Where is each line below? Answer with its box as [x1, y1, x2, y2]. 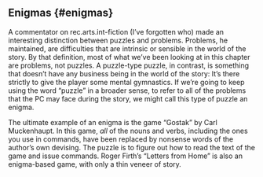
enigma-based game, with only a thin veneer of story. [8, 159, 182, 168]
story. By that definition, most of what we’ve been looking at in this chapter [8, 52, 250, 61]
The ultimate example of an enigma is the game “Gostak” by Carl [8, 117, 217, 127]
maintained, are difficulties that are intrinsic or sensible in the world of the [8, 43, 247, 53]
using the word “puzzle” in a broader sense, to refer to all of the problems [8, 86, 247, 95]
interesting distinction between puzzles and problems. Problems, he [8, 35, 228, 45]
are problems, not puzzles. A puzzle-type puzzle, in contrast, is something [8, 61, 250, 70]
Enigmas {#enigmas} [8, 6, 114, 20]
